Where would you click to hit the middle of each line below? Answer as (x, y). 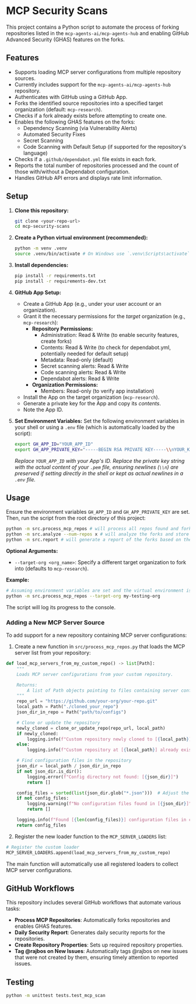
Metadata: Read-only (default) (77, 360)
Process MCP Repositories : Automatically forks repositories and (92, 920)
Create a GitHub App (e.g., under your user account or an (92, 303)
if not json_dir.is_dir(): (49, 771)
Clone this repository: (41, 210)
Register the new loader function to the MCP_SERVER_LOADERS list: (90, 836)
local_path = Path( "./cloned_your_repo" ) (67, 707)
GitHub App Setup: (38, 292)
